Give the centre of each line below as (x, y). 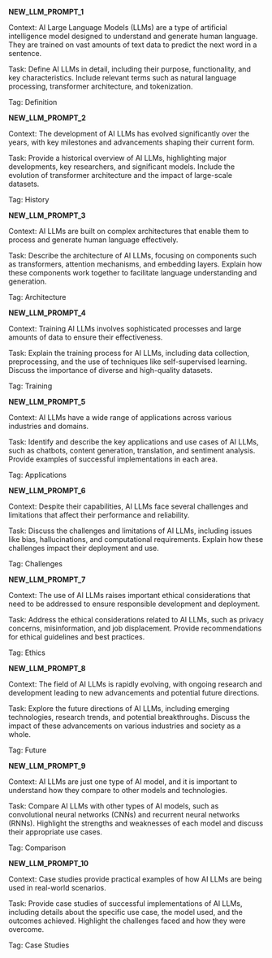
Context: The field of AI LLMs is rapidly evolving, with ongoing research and (135, 684)
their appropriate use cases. (56, 832)
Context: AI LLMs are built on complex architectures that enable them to (129, 231)
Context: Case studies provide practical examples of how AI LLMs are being (135, 879)
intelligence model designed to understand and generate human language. (133, 36)
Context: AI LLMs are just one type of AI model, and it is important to (123, 782)
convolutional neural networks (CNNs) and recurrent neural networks (124, 815)
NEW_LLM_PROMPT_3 (47, 215)
